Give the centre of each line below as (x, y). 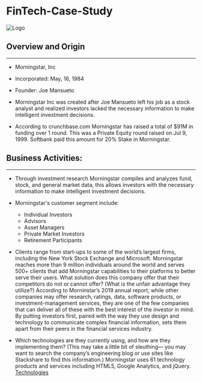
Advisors (35, 221)
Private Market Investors (54, 234)
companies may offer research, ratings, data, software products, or (98, 296)
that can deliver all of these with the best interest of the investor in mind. (105, 309)
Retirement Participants (53, 240)
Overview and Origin (46, 47)
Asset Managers (44, 227)
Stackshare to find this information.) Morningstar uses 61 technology (100, 359)
